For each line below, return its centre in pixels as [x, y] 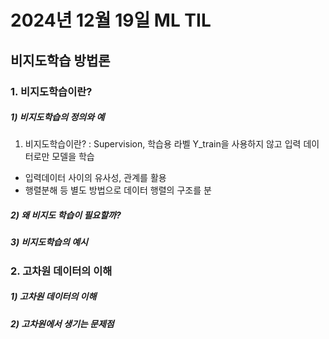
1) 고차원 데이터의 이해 [53, 297]
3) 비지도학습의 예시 [49, 242]
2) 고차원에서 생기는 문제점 [62, 323]
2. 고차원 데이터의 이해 [61, 271]
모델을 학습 [73, 157]
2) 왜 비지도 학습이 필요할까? [66, 215]
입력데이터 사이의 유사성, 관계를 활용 [95, 178]
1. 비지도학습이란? [51, 91]
